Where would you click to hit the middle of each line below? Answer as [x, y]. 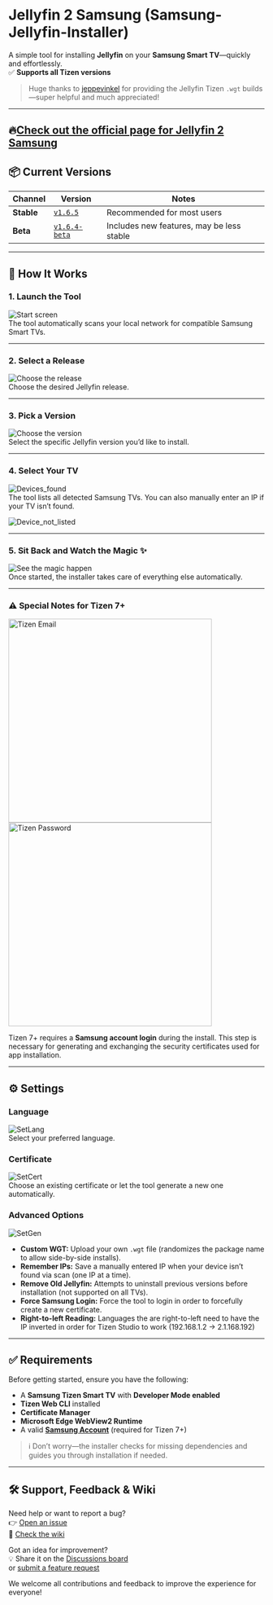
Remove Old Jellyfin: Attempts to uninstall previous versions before [134, 1283]
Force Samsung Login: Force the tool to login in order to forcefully [132, 1300]
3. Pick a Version [42, 416]
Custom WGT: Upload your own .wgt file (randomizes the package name [142, 1249]
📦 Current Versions [60, 171]
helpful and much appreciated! [108, 97]
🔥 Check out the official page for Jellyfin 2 [116, 131]
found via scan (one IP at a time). [76, 1275]
